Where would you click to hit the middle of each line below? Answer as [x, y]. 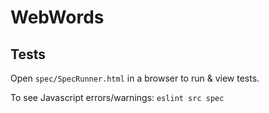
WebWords [57, 17]
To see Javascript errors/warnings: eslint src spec [117, 97]
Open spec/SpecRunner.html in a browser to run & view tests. [135, 78]
